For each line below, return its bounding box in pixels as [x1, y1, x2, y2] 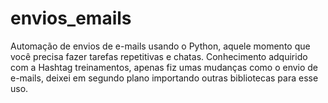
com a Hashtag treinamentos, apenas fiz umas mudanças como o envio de [10, 61, 319, 73]
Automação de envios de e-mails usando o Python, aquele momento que [10, 40, 311, 52]
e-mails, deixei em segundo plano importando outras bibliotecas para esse [10, 72, 319, 84]
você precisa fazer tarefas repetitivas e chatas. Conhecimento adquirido [10, 50, 308, 62]
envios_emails [10, 7, 132, 30]
